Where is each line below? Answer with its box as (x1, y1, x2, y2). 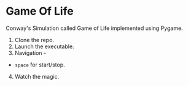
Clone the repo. (14, 36, 55, 43)
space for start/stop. (14, 61, 65, 68)
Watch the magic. (14, 73, 60, 80)
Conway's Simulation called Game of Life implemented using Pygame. (6, 24, 183, 32)
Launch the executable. (14, 43, 74, 50)
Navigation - (14, 49, 47, 56)
